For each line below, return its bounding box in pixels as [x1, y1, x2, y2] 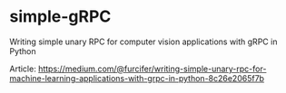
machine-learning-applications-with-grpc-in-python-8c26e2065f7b [9, 72, 265, 83]
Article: [9, 63, 36, 74]
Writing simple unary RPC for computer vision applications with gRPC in [9, 36, 278, 47]
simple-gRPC [9, 6, 112, 27]
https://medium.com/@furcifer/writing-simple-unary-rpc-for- [37, 63, 267, 74]
